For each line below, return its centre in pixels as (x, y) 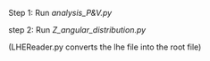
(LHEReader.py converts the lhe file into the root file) (105, 47)
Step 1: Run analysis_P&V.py (60, 13)
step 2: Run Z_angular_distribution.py (77, 30)
